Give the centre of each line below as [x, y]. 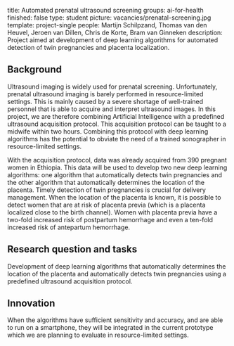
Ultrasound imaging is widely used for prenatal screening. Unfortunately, [112, 86]
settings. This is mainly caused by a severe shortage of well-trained [105, 101]
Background [34, 70]
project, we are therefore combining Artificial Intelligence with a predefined [116, 116]
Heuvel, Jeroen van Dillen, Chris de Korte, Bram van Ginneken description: [115, 32]
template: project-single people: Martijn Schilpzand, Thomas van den [107, 25]
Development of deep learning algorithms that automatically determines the [117, 266]
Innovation [31, 303]
